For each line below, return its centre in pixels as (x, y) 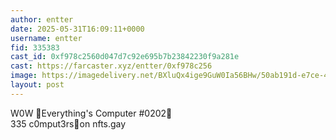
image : (24, 76)
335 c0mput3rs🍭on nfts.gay (68, 123)
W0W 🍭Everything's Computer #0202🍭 (91, 113)
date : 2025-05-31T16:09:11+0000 (77, 29)
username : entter (46, 38)
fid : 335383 (35, 47)
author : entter (42, 19)
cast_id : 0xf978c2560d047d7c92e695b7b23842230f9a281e (125, 57)
